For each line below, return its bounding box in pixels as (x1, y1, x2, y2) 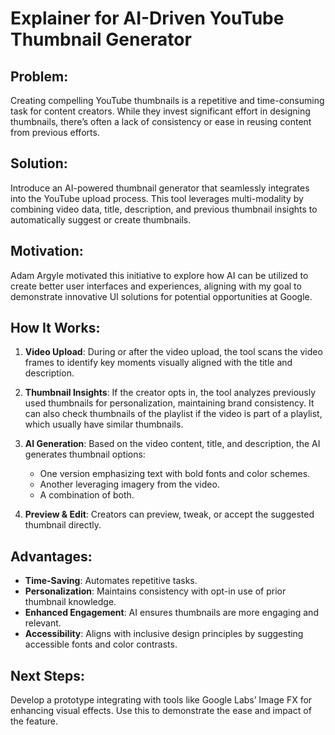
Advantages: (10, 548, 93, 565)
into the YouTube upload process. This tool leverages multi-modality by (10, 192, 304, 204)
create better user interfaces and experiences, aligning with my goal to (10, 280, 302, 292)
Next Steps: (10, 667, 85, 684)
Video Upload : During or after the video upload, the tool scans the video (24, 346, 323, 358)
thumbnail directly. (24, 519, 102, 531)
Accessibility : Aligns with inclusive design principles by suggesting (24, 628, 304, 640)
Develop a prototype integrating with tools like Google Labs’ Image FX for (10, 694, 313, 706)
